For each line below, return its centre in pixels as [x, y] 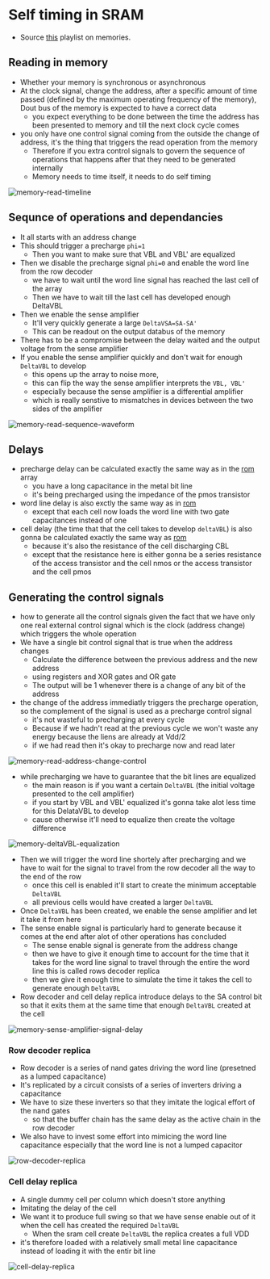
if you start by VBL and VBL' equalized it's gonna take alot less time [144, 803]
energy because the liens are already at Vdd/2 [109, 737]
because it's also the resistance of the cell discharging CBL [131, 546]
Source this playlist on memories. [75, 37]
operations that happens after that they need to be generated [134, 159]
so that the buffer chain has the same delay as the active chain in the [146, 1119]
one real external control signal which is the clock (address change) [133, 625]
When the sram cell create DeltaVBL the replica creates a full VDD [141, 1234]
